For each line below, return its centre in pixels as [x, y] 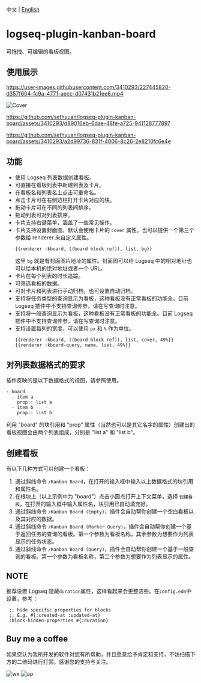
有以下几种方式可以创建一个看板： [48, 469]
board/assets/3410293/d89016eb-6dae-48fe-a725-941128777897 [88, 123]
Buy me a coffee [37, 639]
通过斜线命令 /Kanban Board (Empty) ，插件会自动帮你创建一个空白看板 [102, 512]
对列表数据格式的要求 [46, 365]
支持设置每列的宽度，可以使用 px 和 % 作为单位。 [75, 328]
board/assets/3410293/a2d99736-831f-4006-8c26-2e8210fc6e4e [88, 141]
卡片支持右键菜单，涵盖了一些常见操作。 [65, 222]
